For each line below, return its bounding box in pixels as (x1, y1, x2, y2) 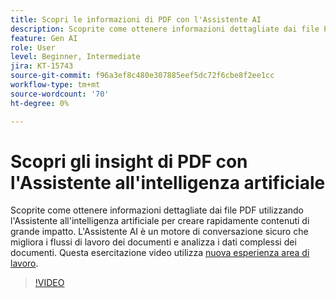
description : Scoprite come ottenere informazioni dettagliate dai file (10, 24, 320, 34)
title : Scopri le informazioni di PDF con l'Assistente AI (10, 14, 262, 25)
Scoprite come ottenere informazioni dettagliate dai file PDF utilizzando (10, 204, 305, 216)
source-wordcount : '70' (10, 89, 110, 99)
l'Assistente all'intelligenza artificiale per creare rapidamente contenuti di (10, 215, 310, 227)
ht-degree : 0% (10, 98, 70, 108)
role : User (10, 42, 56, 53)
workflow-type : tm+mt (10, 80, 101, 90)
